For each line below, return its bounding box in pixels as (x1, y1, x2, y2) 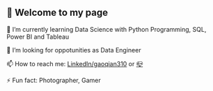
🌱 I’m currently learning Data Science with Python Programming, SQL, (6, 25, 207, 33)
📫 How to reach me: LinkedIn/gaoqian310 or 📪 (6, 59, 143, 68)
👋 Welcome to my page (6, 7, 109, 19)
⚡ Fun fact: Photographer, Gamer (6, 76, 102, 84)
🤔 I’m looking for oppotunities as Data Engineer (6, 45, 141, 54)
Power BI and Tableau (6, 32, 70, 41)
